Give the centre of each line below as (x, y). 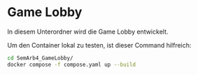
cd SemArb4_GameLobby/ (40, 58)
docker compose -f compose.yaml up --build (72, 64)
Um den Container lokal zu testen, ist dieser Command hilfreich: (99, 45)
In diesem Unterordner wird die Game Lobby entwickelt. (88, 32)
